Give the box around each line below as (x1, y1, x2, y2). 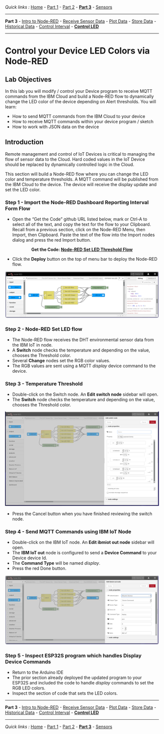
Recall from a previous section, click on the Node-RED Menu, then (12, 227, 145, 233)
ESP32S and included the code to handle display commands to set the (12, 680, 154, 685)
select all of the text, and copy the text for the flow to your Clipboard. (12, 221, 151, 227)
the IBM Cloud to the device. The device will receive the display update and (5, 181, 157, 187)
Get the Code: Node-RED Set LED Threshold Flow (31, 246, 133, 252)
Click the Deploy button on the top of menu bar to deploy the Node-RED (12, 256, 158, 262)
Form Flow (5, 205, 31, 212)
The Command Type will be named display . (12, 560, 101, 566)
